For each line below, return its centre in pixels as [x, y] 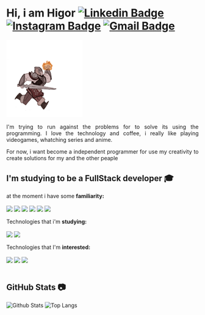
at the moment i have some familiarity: [56, 196]
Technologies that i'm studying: [47, 222]
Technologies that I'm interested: [48, 247]
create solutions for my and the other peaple [62, 158]
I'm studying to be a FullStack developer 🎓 [90, 178]
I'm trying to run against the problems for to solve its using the [103, 127]
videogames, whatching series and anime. [59, 140]
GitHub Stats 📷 [36, 287]
